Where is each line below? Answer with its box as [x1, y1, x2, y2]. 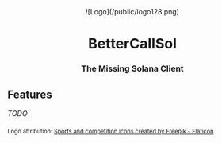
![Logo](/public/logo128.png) [85, 7, 180, 16]
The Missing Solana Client [81, 63, 184, 74]
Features [7, 87, 52, 101]
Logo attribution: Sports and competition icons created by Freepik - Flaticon [7, 127, 214, 135]
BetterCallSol [87, 35, 178, 53]
